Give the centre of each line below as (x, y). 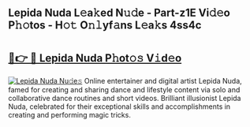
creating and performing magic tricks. (70, 115)
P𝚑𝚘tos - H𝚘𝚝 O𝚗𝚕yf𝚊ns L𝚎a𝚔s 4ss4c (105, 26)
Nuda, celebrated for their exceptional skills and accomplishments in (119, 106)
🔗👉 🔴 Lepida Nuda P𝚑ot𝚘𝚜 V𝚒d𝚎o (95, 58)
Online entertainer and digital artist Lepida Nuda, (163, 81)
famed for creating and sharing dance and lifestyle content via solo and (124, 90)
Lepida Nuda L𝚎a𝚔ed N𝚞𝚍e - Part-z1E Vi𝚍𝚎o (119, 13)
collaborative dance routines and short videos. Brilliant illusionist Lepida (125, 98)
